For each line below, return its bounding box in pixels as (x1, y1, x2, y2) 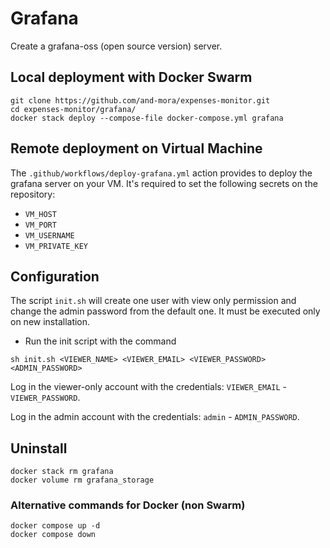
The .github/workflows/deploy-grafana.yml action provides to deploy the (10, 167, 313, 179)
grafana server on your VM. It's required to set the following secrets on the (10, 177, 318, 189)
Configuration (10, 268, 100, 285)
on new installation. (10, 316, 91, 328)
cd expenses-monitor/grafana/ (10, 104, 137, 114)
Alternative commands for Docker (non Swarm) (10, 498, 246, 512)
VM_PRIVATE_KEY (24, 241, 89, 251)
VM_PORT (24, 220, 57, 230)
